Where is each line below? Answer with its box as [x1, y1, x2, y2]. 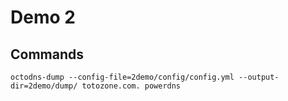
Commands [10, 46, 85, 63]
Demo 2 [10, 6, 76, 29]
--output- [238, 72, 280, 82]
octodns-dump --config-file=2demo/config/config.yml [10, 72, 235, 82]
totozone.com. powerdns [81, 81, 182, 91]
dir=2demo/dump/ [10, 81, 78, 91]
